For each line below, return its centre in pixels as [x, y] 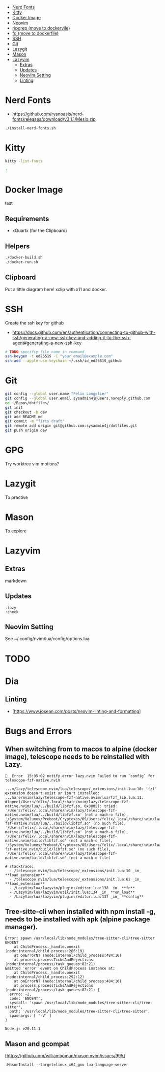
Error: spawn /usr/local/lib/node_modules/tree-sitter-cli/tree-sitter [80, 938]
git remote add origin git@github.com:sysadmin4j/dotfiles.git [71, 426]
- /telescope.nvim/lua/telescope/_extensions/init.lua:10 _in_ [75, 871]
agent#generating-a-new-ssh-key [47, 343]
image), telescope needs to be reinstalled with [77, 757]
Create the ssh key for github [35, 323]
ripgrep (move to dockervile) [41, 28]
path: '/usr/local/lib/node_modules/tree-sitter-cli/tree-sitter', [80, 1011]
